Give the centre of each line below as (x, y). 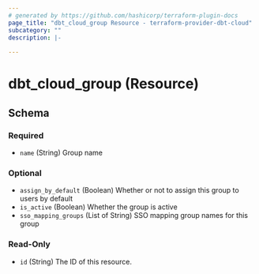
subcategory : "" (35, 30)
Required (26, 135)
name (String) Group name (61, 152)
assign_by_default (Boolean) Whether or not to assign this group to (129, 190)
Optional (25, 173)
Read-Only (30, 244)
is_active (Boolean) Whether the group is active (98, 207)
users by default (46, 199)
